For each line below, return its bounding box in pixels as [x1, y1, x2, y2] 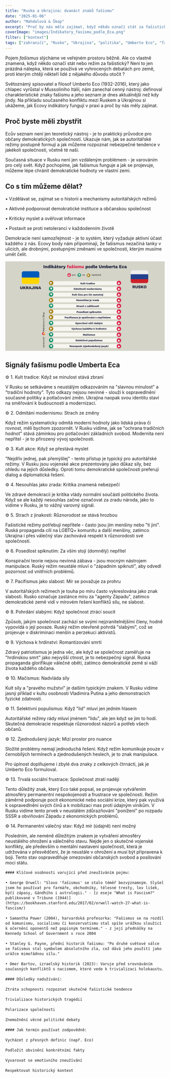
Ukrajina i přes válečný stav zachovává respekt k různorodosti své [5, 533, 144, 539]
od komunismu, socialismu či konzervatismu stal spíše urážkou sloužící [5, 921, 162, 926]
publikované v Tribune [5, 896, 53, 901]
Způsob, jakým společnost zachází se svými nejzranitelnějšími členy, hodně [5, 619, 163, 625]
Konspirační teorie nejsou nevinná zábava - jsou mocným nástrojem [5, 558, 147, 564]
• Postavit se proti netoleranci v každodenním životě [5, 225, 114, 231]
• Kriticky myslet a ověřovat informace [5, 215, 86, 221]
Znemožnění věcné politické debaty [5, 1018, 80, 1023]
